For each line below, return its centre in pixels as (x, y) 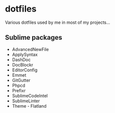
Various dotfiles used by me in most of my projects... (58, 22)
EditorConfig (25, 70)
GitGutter (21, 80)
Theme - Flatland (29, 106)
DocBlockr (23, 65)
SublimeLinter (26, 101)
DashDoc (21, 60)
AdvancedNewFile (30, 49)
